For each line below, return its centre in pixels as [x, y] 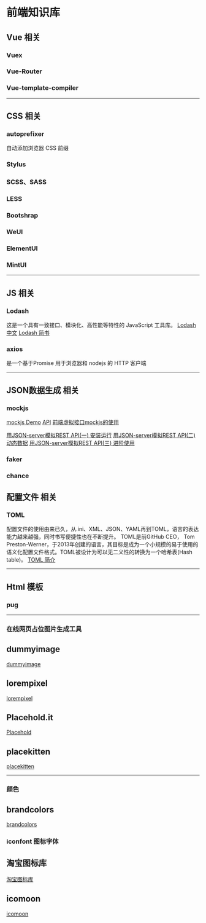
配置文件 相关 [32, 497]
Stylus [16, 165]
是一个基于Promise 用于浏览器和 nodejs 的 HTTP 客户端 [76, 363]
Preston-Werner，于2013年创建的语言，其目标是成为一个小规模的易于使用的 [102, 544]
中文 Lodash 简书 [28, 332]
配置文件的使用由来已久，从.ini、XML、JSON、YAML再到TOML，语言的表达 [103, 529]
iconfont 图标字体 [32, 841]
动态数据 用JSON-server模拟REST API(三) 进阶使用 [71, 442]
